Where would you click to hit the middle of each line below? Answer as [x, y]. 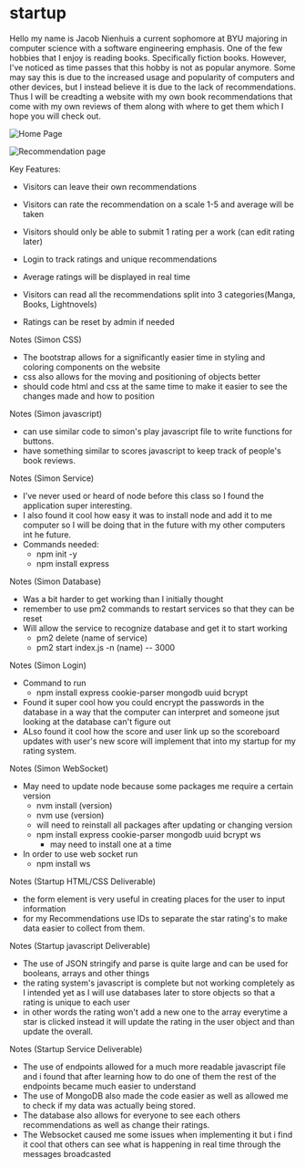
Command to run [54, 683]
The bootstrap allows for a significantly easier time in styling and [144, 357]
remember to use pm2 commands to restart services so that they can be [158, 609]
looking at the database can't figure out [97, 721]
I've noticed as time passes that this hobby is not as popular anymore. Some [152, 68]
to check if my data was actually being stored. [109, 1105]
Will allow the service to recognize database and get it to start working [155, 628]
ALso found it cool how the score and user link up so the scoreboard [151, 731]
